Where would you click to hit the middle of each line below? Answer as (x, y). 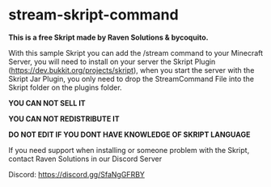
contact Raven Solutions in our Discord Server (85, 159)
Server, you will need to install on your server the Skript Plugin (112, 62)
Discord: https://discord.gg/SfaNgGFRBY (77, 174)
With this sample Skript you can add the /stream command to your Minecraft (136, 53)
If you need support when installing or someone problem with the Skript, (129, 150)
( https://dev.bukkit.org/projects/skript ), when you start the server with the (131, 70)
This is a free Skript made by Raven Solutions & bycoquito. (108, 37)
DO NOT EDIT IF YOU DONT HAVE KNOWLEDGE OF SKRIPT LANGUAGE (129, 134)
